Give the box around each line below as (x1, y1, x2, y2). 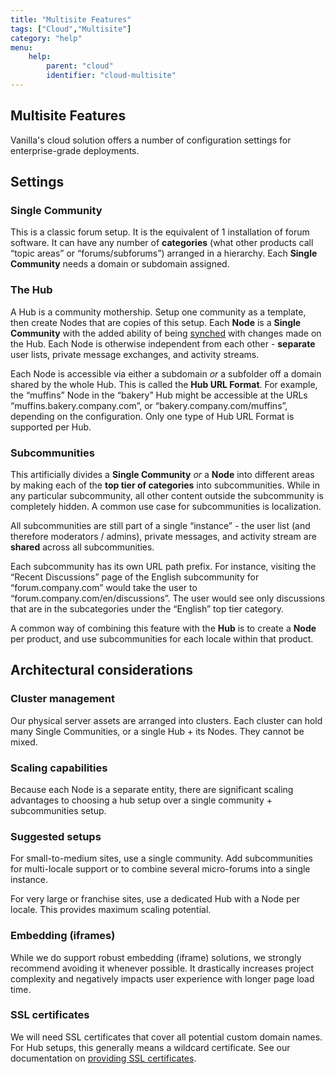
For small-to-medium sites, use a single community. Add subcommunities (10, 852, 313, 865)
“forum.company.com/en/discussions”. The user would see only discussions (10, 592, 326, 604)
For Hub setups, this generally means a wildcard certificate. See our (10, 1041, 291, 1053)
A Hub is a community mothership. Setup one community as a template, (10, 306, 307, 318)
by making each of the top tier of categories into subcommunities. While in (10, 479, 321, 491)
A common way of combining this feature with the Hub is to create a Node (10, 622, 317, 634)
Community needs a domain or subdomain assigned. (10, 258, 230, 270)
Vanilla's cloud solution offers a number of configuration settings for (10, 134, 292, 146)
